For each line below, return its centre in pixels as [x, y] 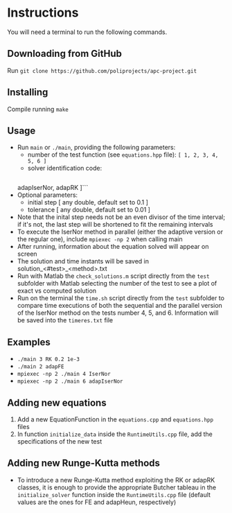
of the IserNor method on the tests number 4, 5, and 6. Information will [118, 313]
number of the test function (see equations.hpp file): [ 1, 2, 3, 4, [123, 155]
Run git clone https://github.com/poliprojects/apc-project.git [102, 70]
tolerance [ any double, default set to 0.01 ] [89, 210]
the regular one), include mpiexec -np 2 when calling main [100, 239]
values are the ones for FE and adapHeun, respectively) [97, 502]
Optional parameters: [47, 195]
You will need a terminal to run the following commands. [87, 32]
